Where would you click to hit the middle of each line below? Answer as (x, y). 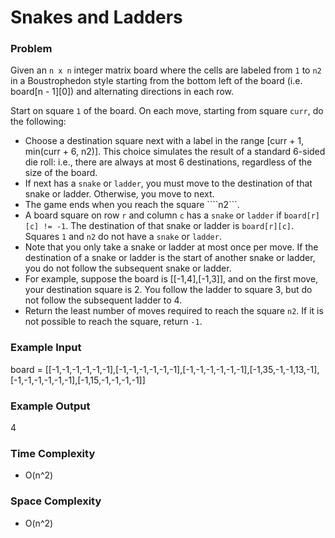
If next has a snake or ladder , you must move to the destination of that (168, 183)
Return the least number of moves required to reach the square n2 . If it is (174, 311)
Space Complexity (56, 501)
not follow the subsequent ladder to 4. (103, 300)
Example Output (50, 406)
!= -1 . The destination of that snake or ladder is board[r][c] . (169, 226)
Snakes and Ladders (96, 17)
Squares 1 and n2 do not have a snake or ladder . (123, 237)
